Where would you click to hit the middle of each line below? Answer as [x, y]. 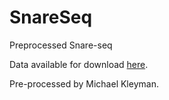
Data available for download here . [79, 64]
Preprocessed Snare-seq [61, 45]
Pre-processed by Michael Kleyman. [84, 83]
